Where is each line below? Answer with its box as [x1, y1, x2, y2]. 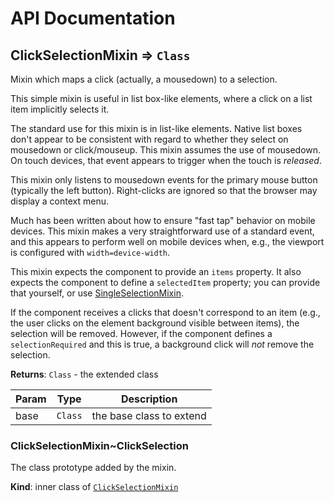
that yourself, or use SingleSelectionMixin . [10, 287, 184, 299]
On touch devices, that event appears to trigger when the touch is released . [10, 155, 322, 166]
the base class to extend [91, 409, 207, 422]
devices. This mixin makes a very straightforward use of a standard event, [10, 225, 315, 237]
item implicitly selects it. [10, 103, 110, 115]
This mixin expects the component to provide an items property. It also [10, 266, 302, 277]
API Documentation [10, 7, 176, 30]
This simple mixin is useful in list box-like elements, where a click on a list [10, 93, 313, 104]
